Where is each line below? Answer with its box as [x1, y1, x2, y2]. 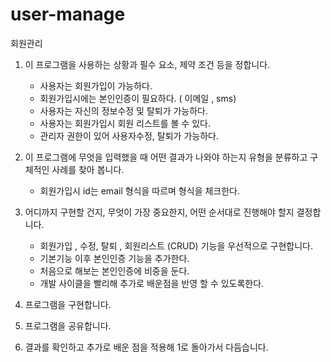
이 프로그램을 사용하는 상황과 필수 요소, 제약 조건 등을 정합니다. [24, 58, 271, 70]
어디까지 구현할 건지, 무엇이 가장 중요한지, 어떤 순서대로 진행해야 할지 [24, 206, 295, 218]
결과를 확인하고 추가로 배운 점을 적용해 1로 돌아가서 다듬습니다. [24, 341, 269, 353]
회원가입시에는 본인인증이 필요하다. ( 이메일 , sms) [39, 92, 237, 104]
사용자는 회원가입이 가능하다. [39, 79, 153, 92]
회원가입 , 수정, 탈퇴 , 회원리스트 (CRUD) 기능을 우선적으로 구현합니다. [39, 239, 314, 252]
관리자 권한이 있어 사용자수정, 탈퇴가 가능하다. [39, 129, 219, 142]
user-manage [10, 3, 126, 26]
